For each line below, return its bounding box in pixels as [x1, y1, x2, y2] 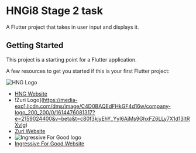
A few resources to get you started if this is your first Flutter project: [6, 67, 170, 74]
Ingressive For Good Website [14, 140, 85, 147]
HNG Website [14, 90, 48, 97]
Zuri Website [14, 127, 46, 134]
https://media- [43, 96, 78, 103]
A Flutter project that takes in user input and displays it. [6, 23, 139, 30]
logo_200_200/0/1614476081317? [14, 108, 95, 115]
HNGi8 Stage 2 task [6, 4, 104, 18]
